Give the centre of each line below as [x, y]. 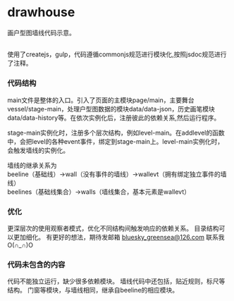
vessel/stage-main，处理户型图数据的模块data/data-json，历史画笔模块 [111, 109]
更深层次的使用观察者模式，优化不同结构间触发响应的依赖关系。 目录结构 [113, 228]
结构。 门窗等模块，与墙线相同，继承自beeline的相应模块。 [93, 290]
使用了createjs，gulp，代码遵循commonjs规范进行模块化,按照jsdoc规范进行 [117, 54]
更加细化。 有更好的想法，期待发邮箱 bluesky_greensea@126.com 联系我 [119, 237]
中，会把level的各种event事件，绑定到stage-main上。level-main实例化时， [116, 141]
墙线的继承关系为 [32, 165]
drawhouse [41, 12]
